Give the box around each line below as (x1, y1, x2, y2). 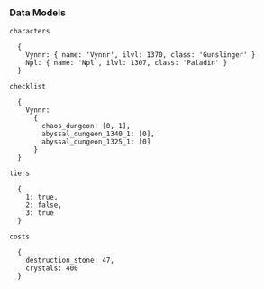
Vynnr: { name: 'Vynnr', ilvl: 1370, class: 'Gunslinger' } (25, 51, 256, 60)
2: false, (25, 200, 63, 210)
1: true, (25, 192, 59, 202)
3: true (25, 209, 54, 218)
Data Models (9, 6, 66, 19)
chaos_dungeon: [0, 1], (41, 122, 131, 131)
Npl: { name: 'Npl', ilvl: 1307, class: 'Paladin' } (25, 59, 228, 68)
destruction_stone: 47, (25, 256, 115, 266)
